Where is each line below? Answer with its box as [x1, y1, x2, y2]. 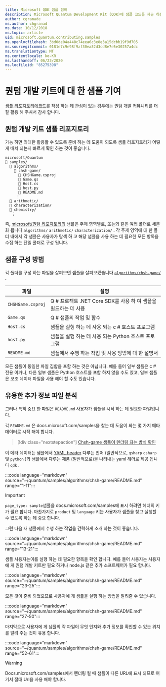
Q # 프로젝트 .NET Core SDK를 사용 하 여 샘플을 [50, 297, 157, 304]
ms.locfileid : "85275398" [5, 62, 58, 67]
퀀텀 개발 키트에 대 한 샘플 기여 [5, 85, 121, 97]
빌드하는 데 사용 [50, 305, 85, 312]
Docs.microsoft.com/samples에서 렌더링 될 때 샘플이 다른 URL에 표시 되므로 [5, 670, 155, 676]
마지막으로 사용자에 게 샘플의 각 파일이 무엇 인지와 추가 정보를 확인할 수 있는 [5, 624, 152, 629]
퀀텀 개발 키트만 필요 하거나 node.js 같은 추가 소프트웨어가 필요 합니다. [15, 562, 152, 568]
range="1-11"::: [5, 482, 36, 489]
